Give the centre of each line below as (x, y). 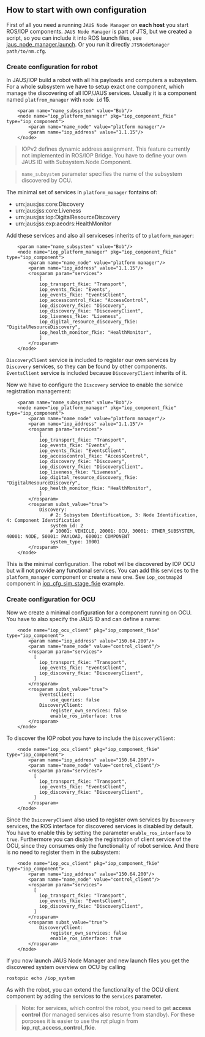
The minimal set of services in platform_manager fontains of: (82, 192)
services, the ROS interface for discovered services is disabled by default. (100, 826)
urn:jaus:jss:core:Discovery (50, 204)
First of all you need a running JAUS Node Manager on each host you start (97, 25)
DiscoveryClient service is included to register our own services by (91, 360)
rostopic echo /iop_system (41, 979)
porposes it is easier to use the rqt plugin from (80, 1021)
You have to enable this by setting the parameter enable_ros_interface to (99, 833)
